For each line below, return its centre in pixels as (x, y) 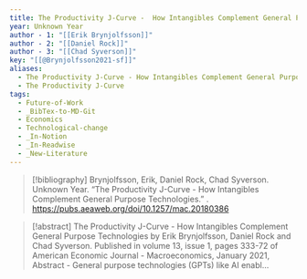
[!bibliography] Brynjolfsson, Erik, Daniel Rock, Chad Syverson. (150, 180)
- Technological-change (63, 129)
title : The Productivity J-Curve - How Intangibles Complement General (151, 18)
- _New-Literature (53, 153)
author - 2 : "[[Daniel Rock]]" (69, 43)
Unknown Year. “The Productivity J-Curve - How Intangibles (145, 189)
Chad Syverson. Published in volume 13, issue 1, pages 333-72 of (155, 245)
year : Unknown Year (47, 26)
